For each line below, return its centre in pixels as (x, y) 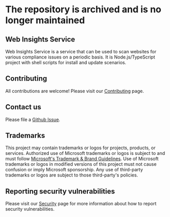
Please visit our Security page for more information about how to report (81, 204)
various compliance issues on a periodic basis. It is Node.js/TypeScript (80, 57)
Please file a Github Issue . (33, 120)
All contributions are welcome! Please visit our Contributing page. (75, 91)
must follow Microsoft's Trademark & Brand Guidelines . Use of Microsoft (82, 159)
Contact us (23, 107)
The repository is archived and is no (83, 9)
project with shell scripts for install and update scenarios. (66, 62)
